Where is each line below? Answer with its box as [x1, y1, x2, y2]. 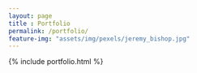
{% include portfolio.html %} [8, 57, 104, 67]
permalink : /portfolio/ [8, 27, 89, 35]
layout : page [8, 11, 53, 20]
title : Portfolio [8, 19, 71, 28]
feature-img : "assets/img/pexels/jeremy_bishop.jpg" [8, 34, 191, 43]
